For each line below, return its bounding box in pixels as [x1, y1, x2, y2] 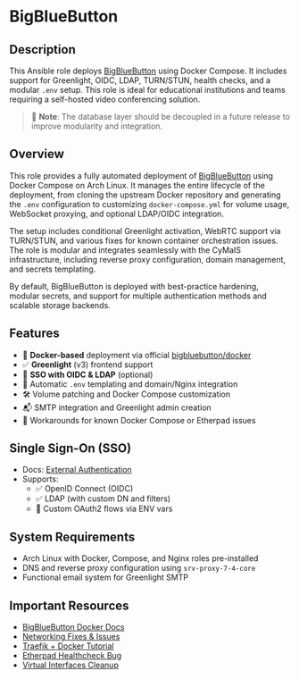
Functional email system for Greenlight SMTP [21, 572, 189, 583]
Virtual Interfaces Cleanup [21, 659, 119, 671]
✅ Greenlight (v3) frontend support [21, 359, 154, 370]
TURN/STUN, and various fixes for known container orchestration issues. [9, 235, 278, 246]
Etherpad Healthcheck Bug [21, 650, 122, 661]
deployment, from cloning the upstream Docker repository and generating [9, 189, 281, 200]
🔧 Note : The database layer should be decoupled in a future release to [30, 112, 290, 122]
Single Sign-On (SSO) [9, 440, 132, 457]
